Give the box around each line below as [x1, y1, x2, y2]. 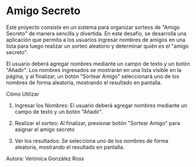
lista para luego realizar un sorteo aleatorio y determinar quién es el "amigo [6, 42, 190, 50]
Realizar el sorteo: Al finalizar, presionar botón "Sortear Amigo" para [14, 119, 181, 126]
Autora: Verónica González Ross [6, 155, 84, 162]
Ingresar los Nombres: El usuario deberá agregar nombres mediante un [14, 101, 187, 109]
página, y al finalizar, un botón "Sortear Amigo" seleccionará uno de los [6, 73, 180, 80]
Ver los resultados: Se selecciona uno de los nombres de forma [14, 137, 169, 144]
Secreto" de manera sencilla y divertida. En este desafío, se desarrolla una [6, 30, 187, 37]
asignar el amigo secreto [14, 126, 75, 133]
